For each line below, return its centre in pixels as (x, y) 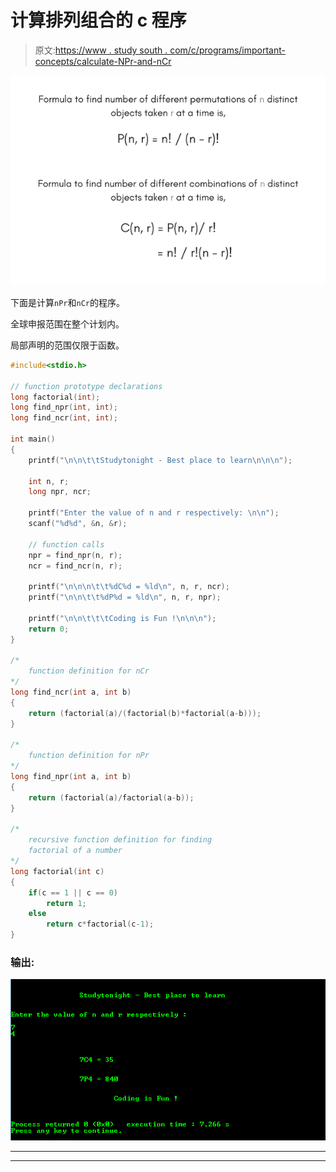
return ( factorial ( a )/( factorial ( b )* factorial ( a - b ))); (145, 713)
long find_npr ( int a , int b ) (71, 777)
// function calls (66, 544)
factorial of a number (75, 851)
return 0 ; (49, 629)
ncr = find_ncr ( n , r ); (75, 566)
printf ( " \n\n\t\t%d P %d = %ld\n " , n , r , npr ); (125, 597)
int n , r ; (49, 481)
